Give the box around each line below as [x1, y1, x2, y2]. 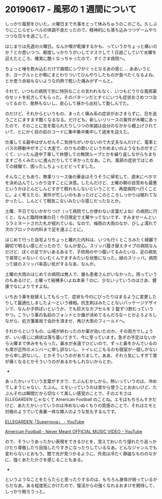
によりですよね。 [17, 283, 52, 289]
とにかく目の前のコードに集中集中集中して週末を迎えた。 [17, 129, 132, 134]
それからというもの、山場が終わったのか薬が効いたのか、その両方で [5, 328, 141, 334]
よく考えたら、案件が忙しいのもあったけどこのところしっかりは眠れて [13, 192, 153, 197]
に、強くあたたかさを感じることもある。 [5, 456, 86, 463]
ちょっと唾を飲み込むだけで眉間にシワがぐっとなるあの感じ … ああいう [5, 65, 147, 71]
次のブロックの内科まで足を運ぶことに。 [5, 226, 86, 232]
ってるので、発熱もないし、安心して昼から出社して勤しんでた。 [5, 100, 132, 106]
